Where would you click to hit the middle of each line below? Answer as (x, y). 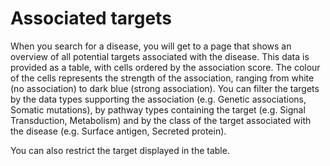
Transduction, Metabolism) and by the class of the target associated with (161, 120)
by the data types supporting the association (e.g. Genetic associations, (158, 99)
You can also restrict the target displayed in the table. (120, 150)
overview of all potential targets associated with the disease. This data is (160, 56)
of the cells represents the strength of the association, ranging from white (162, 78)
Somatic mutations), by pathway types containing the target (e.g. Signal (158, 109)
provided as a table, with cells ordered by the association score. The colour (165, 67)
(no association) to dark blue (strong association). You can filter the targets (165, 88)
